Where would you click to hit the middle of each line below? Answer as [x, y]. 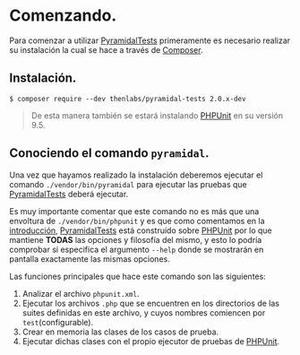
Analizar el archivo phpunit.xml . [81, 293]
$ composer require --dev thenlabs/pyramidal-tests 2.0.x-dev [128, 99]
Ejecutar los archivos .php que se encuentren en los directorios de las [151, 303]
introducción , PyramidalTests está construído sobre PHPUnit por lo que [141, 230]
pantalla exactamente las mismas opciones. [90, 259]
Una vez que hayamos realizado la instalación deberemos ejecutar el [136, 175]
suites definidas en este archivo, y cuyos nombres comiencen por [144, 312]
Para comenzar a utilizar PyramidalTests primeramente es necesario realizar [150, 40]
